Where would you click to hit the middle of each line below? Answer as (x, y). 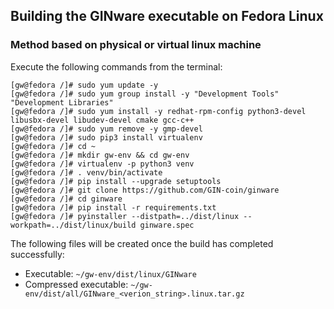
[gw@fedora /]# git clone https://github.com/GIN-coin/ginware (145, 190)
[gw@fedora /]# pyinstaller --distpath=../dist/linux (125, 216)
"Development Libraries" (62, 102)
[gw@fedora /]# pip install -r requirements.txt (113, 207)
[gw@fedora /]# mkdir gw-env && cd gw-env (100, 155)
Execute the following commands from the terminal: (116, 66)
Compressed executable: (76, 284)
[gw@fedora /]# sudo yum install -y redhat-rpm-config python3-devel (158, 111)
